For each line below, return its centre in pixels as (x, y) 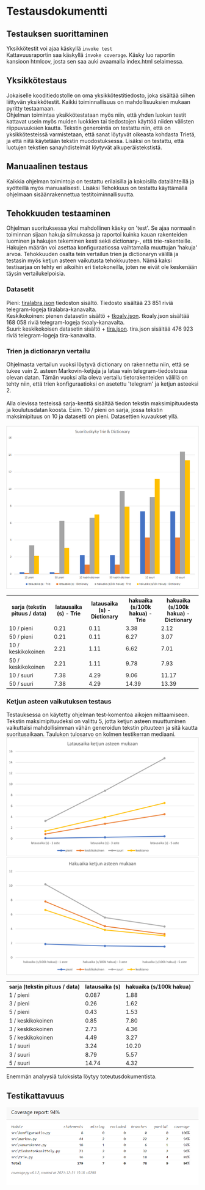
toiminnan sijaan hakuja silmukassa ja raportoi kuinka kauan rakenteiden (97, 235)
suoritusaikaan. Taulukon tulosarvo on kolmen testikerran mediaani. (91, 734)
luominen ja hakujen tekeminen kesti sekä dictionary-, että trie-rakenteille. (99, 241)
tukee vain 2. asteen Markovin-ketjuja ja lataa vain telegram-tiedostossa (97, 371)
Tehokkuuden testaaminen (59, 214)
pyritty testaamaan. (31, 108)
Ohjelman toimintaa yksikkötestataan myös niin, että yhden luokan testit (96, 115)
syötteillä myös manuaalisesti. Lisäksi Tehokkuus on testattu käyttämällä (97, 188)
